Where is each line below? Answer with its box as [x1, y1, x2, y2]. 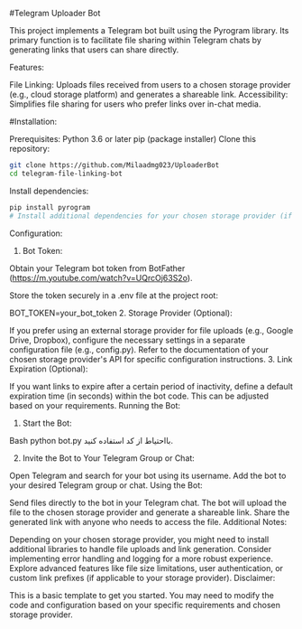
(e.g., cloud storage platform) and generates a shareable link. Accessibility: [9, 89, 288, 99]
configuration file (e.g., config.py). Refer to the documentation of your [9, 343, 269, 355]
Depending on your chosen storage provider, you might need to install [9, 533, 270, 545]
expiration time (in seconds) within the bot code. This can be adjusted [9, 390, 269, 401]
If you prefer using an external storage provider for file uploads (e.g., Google [9, 324, 294, 335]
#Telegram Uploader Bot [9, 8, 101, 18]
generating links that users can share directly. [9, 44, 179, 55]
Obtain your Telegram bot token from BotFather [9, 262, 186, 274]
